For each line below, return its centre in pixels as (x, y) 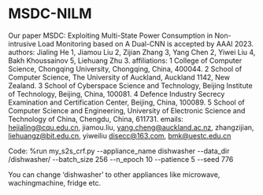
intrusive (22, 43)
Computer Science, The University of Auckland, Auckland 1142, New (119, 77)
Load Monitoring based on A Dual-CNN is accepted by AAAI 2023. (146, 43)
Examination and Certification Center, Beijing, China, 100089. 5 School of (127, 102)
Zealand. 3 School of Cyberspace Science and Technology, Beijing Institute (131, 85)
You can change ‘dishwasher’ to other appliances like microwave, (114, 175)
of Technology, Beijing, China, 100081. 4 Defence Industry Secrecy (117, 94)
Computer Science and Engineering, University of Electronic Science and (127, 110)
